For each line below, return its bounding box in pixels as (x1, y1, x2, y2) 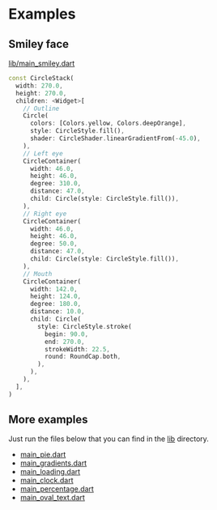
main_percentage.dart (19, 484, 95, 494)
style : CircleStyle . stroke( (37, 322, 132, 330)
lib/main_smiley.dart (8, 58, 75, 68)
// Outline (23, 104, 60, 113)
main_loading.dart (19, 467, 81, 477)
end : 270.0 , (44, 338, 85, 346)
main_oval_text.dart (19, 493, 85, 503)
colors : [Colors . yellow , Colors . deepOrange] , (29, 119, 186, 128)
